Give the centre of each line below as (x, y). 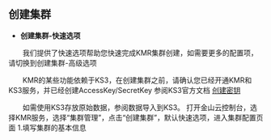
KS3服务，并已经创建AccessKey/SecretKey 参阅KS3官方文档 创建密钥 (125, 90)
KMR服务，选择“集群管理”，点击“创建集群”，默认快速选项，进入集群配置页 (139, 117)
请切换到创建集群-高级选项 (53, 62)
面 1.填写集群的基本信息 (47, 127)
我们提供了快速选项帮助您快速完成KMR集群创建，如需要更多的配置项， (140, 53)
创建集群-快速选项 (50, 36)
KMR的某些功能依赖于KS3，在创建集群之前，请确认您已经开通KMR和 (137, 80)
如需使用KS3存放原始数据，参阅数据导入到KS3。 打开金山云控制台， (136, 107)
